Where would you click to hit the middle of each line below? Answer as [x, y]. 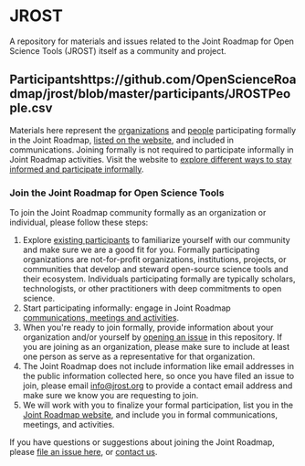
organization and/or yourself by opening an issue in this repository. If [152, 337]
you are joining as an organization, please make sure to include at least [156, 347]
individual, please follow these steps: [79, 222]
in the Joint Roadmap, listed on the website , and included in [122, 140]
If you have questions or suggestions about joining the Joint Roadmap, [142, 442]
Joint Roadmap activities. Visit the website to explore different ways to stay [151, 159]
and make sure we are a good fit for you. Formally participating [141, 250]
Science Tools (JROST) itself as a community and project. [118, 50]
